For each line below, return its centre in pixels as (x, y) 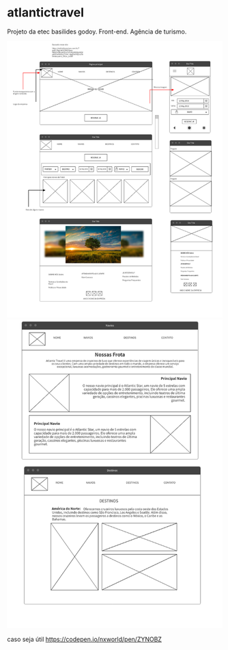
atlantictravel (45, 13)
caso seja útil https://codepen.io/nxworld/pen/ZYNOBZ (85, 639)
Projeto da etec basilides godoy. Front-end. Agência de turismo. (97, 31)
